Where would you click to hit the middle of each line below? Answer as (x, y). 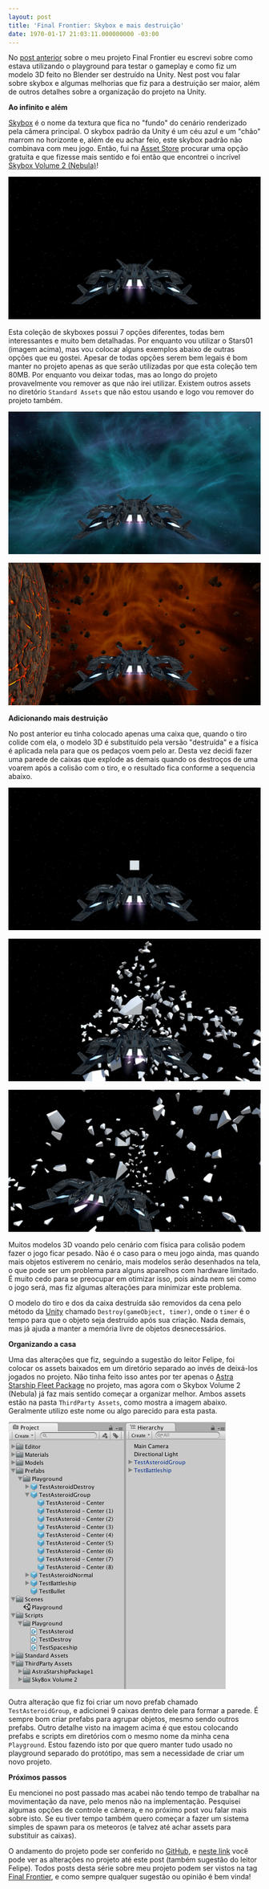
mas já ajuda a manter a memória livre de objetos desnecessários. (117, 1328)
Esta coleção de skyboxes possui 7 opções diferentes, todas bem (116, 332)
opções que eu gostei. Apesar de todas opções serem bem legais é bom (128, 357)
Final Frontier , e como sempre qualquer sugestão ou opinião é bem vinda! (130, 1877)
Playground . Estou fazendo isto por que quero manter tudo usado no (121, 1745)
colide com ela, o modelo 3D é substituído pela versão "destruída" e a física (133, 742)
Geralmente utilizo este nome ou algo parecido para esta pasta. (113, 1411)
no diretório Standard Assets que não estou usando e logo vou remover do (131, 392)
